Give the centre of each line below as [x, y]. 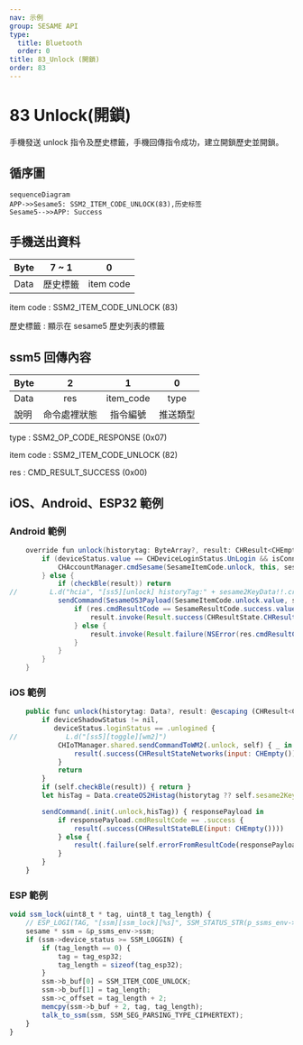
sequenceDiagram [40, 195]
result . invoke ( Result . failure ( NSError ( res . [173, 634]
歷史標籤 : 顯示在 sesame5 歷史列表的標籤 [87, 326]
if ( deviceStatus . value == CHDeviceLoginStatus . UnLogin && [155, 559]
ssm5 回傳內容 [50, 357]
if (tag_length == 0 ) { [86, 948]
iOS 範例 [28, 692]
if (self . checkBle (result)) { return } [117, 787]
